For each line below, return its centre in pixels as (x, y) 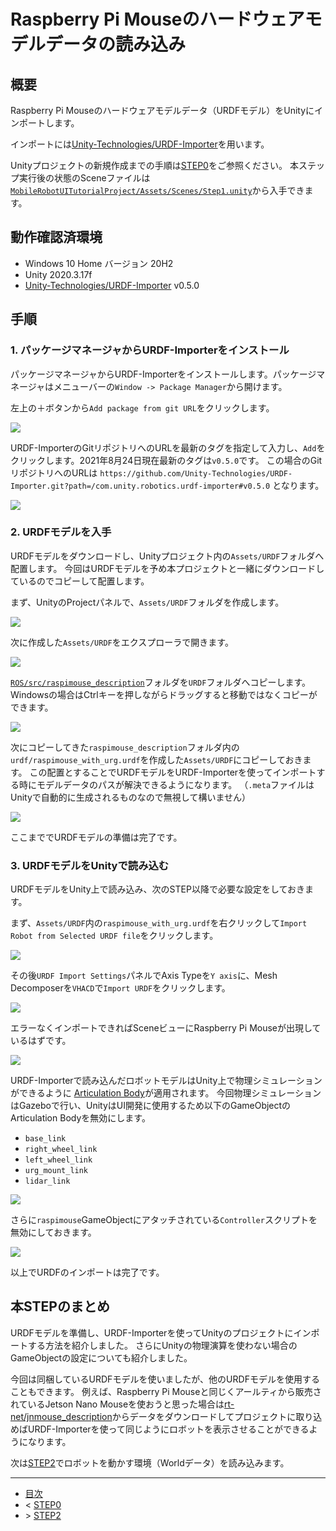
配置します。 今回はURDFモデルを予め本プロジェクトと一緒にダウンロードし (167, 568)
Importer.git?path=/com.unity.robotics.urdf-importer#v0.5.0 (140, 486)
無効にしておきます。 (53, 1232)
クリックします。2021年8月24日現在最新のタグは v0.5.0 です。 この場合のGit (166, 460)
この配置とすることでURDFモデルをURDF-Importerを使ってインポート (173, 772)
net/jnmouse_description (61, 1416)
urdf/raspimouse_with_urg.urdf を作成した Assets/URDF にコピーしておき (156, 759)
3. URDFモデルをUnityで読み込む (90, 865)
